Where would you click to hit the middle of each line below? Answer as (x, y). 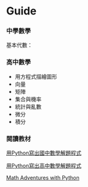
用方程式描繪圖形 (36, 76)
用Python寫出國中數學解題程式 (44, 153)
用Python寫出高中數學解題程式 (44, 166)
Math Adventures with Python (43, 178)
